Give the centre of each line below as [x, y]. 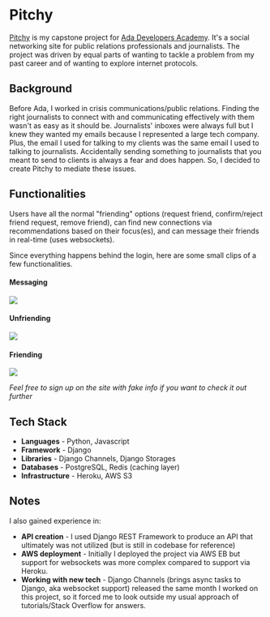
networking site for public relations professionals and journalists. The [124, 45]
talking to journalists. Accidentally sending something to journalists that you [135, 151]
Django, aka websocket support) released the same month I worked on [139, 588]
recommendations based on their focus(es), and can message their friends [134, 231]
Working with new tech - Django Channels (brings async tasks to [131, 579]
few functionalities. [41, 264]
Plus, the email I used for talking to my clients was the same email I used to [134, 143]
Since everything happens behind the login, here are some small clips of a [133, 255]
